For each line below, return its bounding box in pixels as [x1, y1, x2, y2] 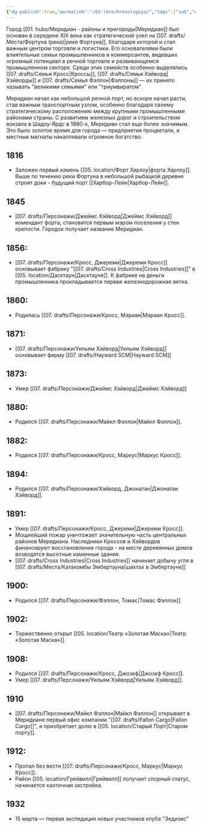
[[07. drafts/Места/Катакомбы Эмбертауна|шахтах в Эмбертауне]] [14, 563, 186, 570]
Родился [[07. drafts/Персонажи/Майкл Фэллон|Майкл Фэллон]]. [14, 418, 182, 425]
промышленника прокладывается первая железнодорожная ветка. [14, 278, 189, 285]
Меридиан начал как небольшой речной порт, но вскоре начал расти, [6, 95, 187, 102]
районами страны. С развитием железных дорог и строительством [6, 114, 180, 121]
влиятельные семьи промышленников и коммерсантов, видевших [6, 51, 178, 58]
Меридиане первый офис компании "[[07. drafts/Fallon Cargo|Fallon [14, 716, 188, 723]
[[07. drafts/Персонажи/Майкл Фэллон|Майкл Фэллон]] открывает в [14, 710, 191, 717]
